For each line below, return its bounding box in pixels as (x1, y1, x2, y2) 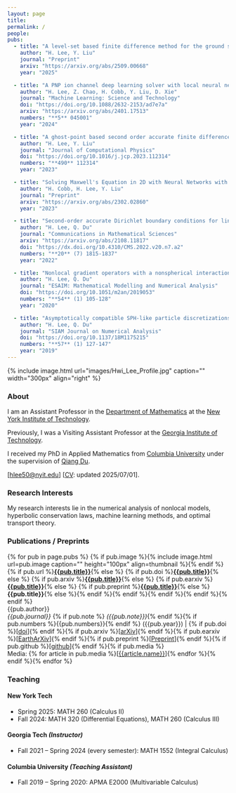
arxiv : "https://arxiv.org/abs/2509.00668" (20, 62, 150, 69)
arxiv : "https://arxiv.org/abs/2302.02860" (20, 198, 150, 206)
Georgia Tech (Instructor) (7, 731, 83, 739)
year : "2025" (20, 69, 58, 76)
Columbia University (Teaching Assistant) (7, 762, 133, 771)
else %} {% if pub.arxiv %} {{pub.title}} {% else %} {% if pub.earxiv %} (7, 575, 213, 583)
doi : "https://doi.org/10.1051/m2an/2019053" (20, 289, 156, 296)
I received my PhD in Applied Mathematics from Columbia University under (7, 450, 224, 458)
